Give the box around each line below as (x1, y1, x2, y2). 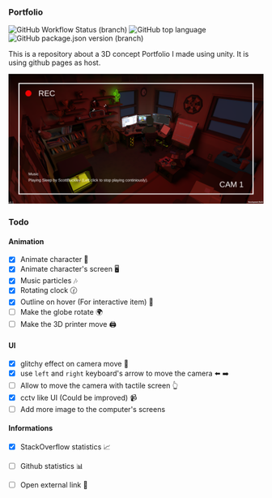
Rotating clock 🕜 (19, 285, 78, 295)
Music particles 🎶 (19, 276, 79, 285)
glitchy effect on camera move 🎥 (19, 358, 130, 368)
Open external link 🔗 (19, 480, 88, 490)
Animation (8, 236, 45, 246)
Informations (8, 423, 53, 433)
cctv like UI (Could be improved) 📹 (19, 393, 138, 402)
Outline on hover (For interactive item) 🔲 (19, 297, 154, 307)
